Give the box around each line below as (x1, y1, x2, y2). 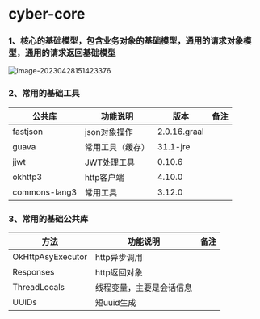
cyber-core (8, 5, 86, 23)
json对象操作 (84, 126, 133, 137)
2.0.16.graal (157, 126, 204, 137)
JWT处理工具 (84, 157, 136, 168)
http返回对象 (95, 267, 143, 279)
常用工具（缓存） (84, 141, 150, 153)
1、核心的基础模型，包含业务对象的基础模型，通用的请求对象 (8, 36, 244, 47)
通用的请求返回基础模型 (24, 48, 116, 59)
